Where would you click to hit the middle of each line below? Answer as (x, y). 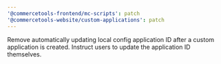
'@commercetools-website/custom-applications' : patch (86, 20)
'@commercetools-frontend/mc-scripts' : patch (73, 13)
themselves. (24, 54)
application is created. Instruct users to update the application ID (99, 47)
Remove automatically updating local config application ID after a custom (111, 39)
